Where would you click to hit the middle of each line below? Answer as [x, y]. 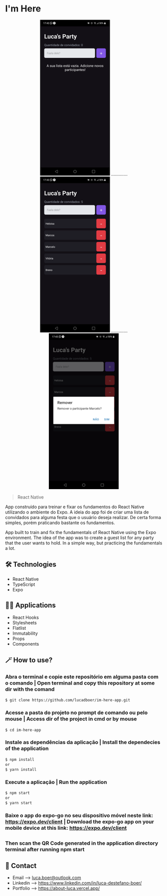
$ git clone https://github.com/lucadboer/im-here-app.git [68, 700]
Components [26, 644]
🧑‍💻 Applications [30, 606]
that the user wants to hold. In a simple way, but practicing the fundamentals [84, 543]
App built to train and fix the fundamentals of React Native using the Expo [81, 532]
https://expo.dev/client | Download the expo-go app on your [80, 822]
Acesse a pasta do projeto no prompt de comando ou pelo [77, 713]
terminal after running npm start [45, 850]
